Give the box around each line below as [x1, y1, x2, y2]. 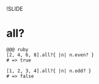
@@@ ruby [6, 46, 29, 52]
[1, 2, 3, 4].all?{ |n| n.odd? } [6, 68, 92, 74]
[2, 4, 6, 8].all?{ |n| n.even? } [6, 52, 95, 58]
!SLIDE [6, 5, 23, 12]
